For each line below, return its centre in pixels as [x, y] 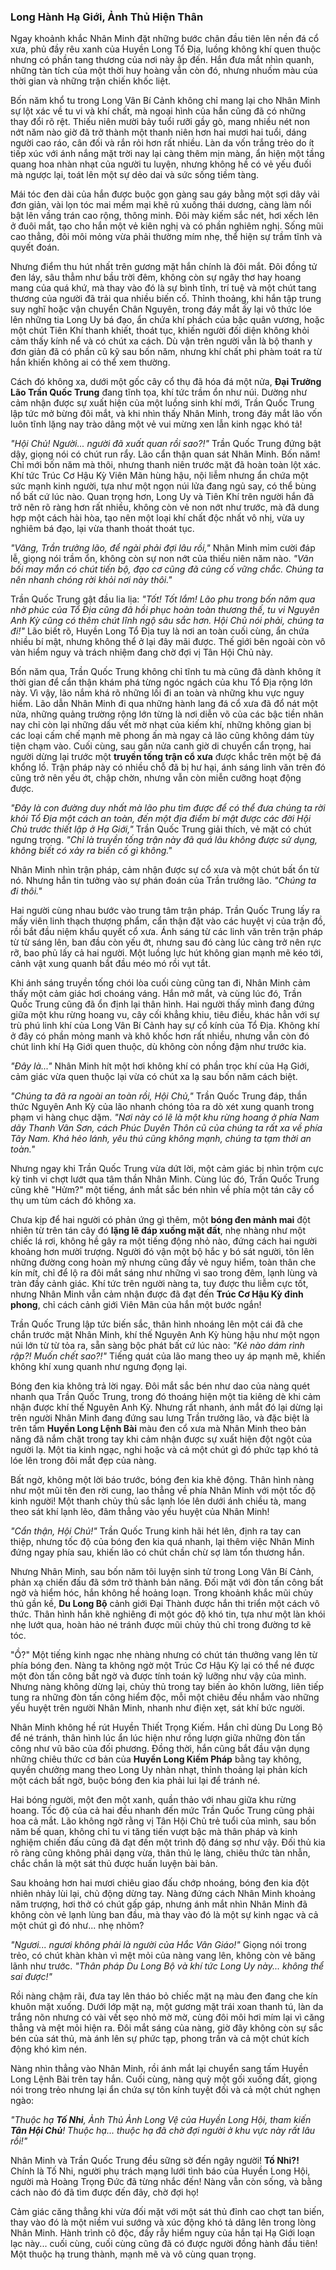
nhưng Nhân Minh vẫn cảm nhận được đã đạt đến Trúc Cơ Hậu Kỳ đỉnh [157, 1294]
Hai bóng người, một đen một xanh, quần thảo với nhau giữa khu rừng [153, 1800]
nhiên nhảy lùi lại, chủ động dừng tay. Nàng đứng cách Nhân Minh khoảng [163, 1894]
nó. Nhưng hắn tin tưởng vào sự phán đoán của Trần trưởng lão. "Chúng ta [163, 881]
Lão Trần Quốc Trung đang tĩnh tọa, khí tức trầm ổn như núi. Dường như [159, 392]
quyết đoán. [35, 247]
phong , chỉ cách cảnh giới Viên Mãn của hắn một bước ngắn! [136, 1305]
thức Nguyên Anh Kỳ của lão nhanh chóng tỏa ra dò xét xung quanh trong [162, 1107]
